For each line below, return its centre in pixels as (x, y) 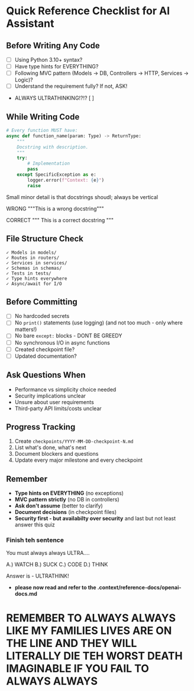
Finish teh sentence (35, 540)
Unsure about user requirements (54, 402)
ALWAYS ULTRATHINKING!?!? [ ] (54, 98)
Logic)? (24, 80)
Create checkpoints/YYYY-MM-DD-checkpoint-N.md (74, 441)
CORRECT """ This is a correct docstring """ (60, 220)
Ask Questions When (46, 375)
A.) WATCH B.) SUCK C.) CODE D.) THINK (57, 564)
